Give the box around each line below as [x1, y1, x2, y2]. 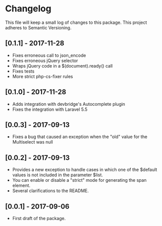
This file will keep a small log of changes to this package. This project [5, 19, 147, 25]
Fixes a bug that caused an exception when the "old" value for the [12, 134, 148, 140]
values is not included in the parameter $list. [12, 172, 103, 178]
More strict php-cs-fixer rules [12, 73, 73, 79]
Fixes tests [12, 68, 35, 74]
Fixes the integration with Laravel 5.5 [12, 106, 88, 112]
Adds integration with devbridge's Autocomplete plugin [12, 101, 125, 107]
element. [12, 182, 31, 189]
